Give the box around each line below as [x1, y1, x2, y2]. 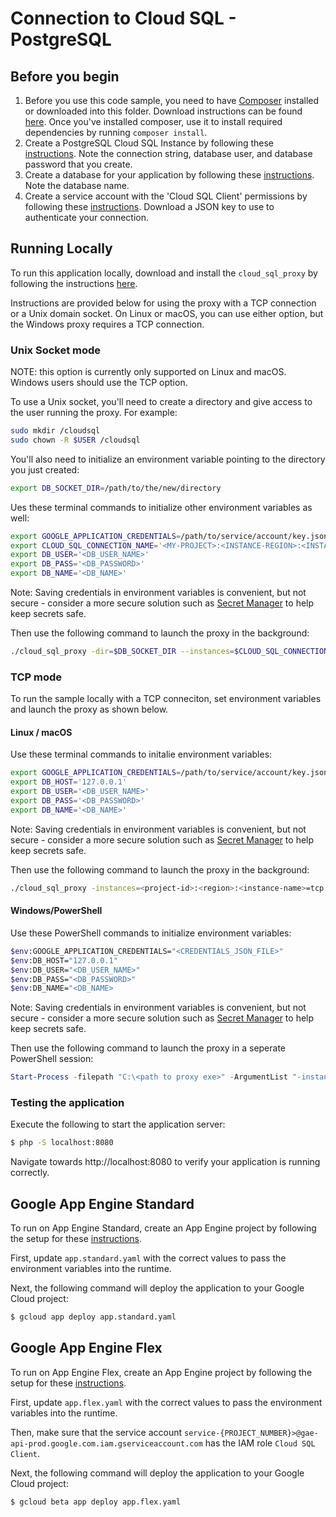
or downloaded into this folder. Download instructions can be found [24, 105, 303, 117]
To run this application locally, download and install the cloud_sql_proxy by [10, 267, 318, 279]
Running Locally [10, 240, 113, 257]
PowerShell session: [10, 1053, 94, 1065]
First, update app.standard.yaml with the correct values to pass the [10, 1252, 287, 1264]
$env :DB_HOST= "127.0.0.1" [10, 955, 118, 966]
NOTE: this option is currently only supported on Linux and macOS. [10, 366, 287, 378]
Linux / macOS [10, 726, 73, 738]
